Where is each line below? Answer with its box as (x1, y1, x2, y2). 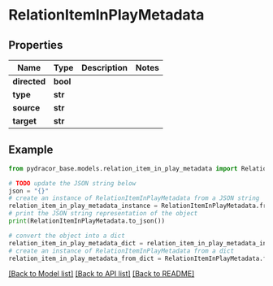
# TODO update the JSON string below (8, 179, 136, 188)
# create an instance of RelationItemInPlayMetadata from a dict (8, 246, 234, 255)
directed (12, 76, 46, 87)
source (12, 102, 41, 113)
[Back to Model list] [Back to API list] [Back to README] (8, 269, 195, 279)
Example (8, 143, 54, 157)
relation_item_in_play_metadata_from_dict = (8, 254, 162, 262)
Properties (8, 38, 63, 52)
